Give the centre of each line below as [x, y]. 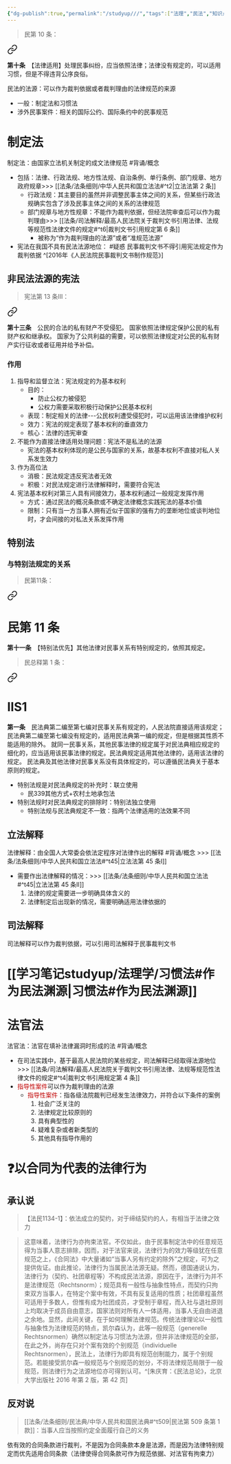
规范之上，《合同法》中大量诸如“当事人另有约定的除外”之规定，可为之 [122, 1259]
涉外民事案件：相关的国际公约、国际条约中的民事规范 [92, 112]
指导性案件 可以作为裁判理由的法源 [65, 1086]
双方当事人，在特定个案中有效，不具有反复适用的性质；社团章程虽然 [126, 1293]
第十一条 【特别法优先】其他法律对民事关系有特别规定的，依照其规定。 [108, 648]
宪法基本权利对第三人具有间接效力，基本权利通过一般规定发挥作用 [110, 493]
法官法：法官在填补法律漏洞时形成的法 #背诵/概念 [77, 1046]
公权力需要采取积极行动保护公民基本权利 [95, 407]
